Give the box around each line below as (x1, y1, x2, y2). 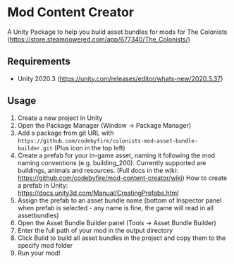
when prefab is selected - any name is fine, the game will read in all (17, 203, 214, 212)
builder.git (17, 145, 53, 152)
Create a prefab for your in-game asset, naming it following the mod (17, 151, 216, 160)
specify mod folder (17, 241, 73, 249)
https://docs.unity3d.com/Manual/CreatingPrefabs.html (17, 188, 179, 197)
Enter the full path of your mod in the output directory (17, 226, 173, 234)
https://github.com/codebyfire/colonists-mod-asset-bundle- (17, 137, 198, 145)
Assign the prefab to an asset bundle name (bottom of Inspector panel (17, 196, 222, 205)
